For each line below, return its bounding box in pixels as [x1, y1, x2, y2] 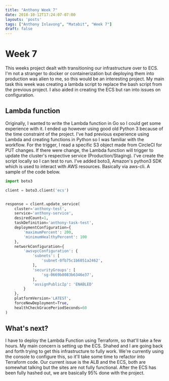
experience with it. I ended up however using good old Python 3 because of [5, 125, 163, 132]
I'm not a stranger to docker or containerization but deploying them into [5, 71, 154, 77]
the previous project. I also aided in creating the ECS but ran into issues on [5, 87, 161, 93]
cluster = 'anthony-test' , [14, 206, 67, 211]
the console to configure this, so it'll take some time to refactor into [5, 354, 145, 360]
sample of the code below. [5, 169, 61, 175]
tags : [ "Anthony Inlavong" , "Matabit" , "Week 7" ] [5, 21, 112, 27]
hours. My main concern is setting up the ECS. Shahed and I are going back [5, 343, 163, 349]
